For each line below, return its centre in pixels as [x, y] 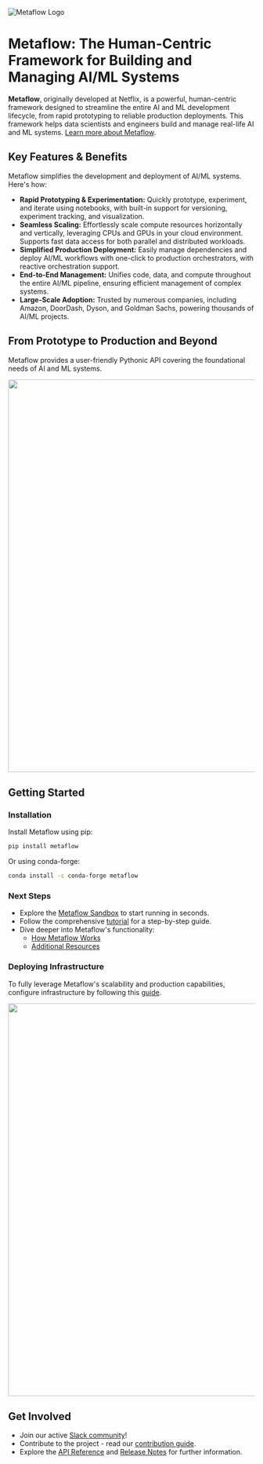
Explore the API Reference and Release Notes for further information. [131, 1452]
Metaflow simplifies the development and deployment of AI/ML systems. [125, 176]
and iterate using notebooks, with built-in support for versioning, [123, 207]
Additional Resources [65, 946]
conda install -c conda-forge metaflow [73, 876]
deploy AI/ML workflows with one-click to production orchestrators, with [137, 258]
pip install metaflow [43, 847]
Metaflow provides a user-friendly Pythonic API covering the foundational [127, 360]
